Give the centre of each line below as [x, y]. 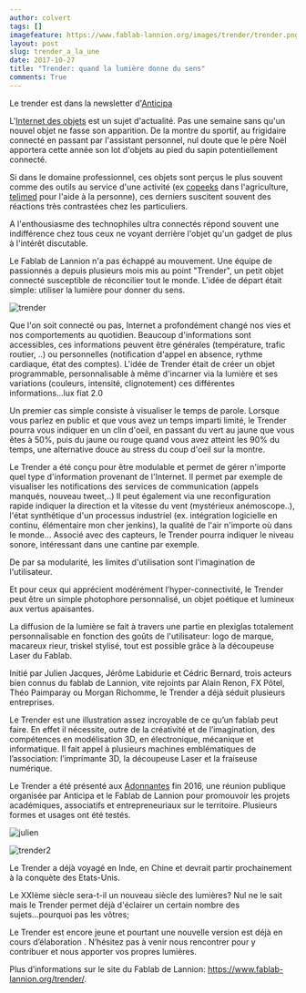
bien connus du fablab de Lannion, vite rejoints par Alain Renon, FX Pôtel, [147, 682]
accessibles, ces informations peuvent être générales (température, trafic [148, 344]
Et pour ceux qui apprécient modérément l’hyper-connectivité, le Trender [147, 589]
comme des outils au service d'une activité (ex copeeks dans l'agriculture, [149, 187]
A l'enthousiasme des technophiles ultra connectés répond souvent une [144, 223]
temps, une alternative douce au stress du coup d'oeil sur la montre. [138, 449]
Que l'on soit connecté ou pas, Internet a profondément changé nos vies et [150, 325]
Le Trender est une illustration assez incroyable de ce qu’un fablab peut [144, 720]
